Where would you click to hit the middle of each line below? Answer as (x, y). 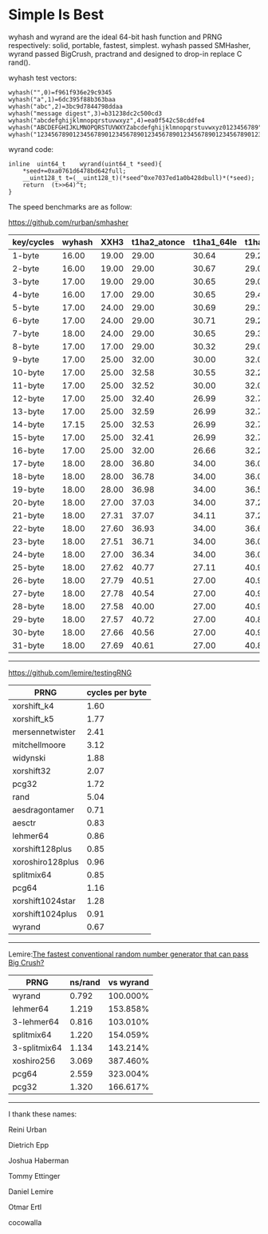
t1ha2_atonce (158, 242)
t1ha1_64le (215, 242)
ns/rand (85, 982)
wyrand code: (31, 149)
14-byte (29, 424)
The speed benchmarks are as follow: (70, 206)
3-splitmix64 (37, 1048)
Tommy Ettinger (34, 1176)
